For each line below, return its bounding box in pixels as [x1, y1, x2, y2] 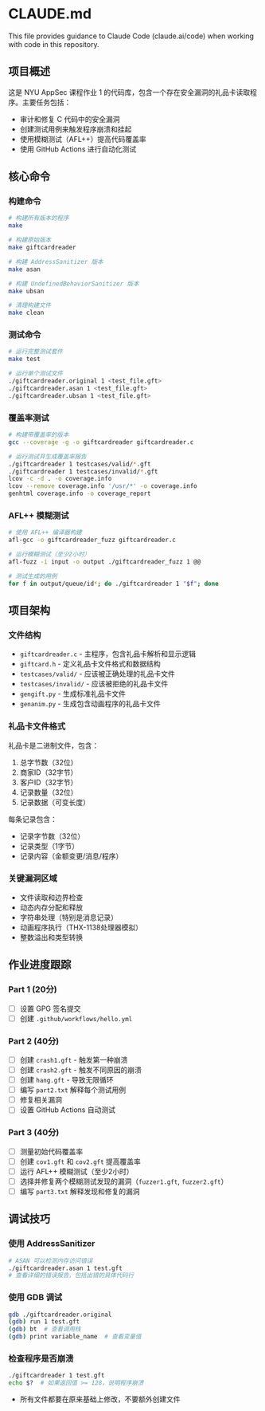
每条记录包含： [8, 814, 57, 823]
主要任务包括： [21, 97, 72, 107]
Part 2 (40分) [8, 1036, 60, 1047]
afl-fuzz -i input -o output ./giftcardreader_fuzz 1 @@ [8, 557, 201, 566]
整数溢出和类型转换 [19, 932, 84, 941]
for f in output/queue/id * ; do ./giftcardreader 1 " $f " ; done [8, 580, 219, 588]
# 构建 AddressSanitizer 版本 [8, 257, 103, 265]
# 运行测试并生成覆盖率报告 [8, 452, 88, 461]
